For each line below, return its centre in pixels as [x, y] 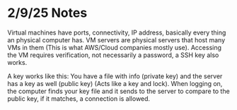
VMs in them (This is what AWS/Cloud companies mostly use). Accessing [114, 47]
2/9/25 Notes [47, 13]
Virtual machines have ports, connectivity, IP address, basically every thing [117, 32]
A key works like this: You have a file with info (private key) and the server [115, 76]
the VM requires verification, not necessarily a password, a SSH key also [113, 55]
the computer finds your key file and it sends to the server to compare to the [118, 91]
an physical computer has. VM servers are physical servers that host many [116, 39]
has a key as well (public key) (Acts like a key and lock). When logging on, [115, 83]
